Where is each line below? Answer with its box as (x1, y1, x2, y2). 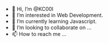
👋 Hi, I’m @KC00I (11, 6, 54, 12)
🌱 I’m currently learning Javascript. (11, 18, 97, 24)
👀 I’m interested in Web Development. (11, 12, 103, 19)
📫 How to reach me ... (11, 31, 67, 37)
